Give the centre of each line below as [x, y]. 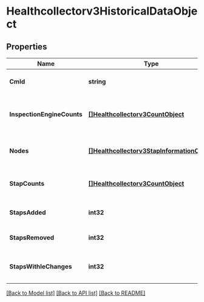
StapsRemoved [32, 237]
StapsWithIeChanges [41, 266]
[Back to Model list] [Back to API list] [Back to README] [76, 293]
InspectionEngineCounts [46, 114]
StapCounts [27, 184]
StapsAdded [28, 212]
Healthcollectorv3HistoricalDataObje [102, 11]
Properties [27, 47]
